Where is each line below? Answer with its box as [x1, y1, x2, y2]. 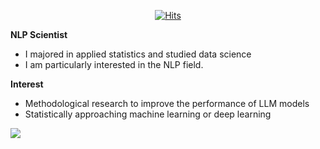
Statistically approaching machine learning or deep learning [24, 108, 272, 120]
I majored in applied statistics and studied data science [24, 48, 252, 60]
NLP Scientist [10, 29, 68, 40]
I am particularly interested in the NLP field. [24, 59, 204, 70]
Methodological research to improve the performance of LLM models [24, 98, 310, 109]
